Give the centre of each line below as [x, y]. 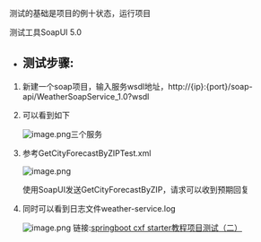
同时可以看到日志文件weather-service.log [99, 208]
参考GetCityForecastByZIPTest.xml [87, 153]
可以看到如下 [46, 115]
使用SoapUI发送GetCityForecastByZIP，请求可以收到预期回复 [135, 189]
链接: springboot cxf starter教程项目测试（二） [157, 228]
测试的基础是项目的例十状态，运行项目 [80, 13]
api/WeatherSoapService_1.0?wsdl [86, 96]
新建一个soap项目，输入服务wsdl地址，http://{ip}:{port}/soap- [137, 86]
